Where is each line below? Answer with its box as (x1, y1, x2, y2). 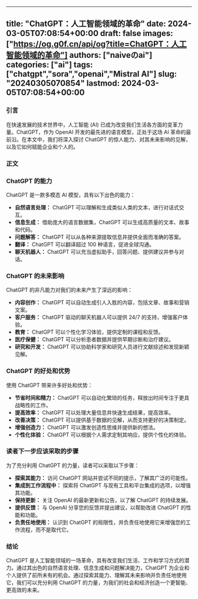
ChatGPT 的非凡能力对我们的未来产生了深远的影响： (6, 286, 133, 293)
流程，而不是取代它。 (19, 526, 72, 533)
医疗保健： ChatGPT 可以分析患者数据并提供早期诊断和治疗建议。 (14, 336, 174, 343)
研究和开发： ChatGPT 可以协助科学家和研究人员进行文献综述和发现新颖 (14, 344, 190, 351)
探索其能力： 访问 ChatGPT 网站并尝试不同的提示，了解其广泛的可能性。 (14, 474, 191, 481)
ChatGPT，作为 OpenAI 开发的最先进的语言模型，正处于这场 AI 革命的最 (16, 128, 192, 135)
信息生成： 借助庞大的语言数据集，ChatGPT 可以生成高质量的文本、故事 (14, 218, 190, 225)
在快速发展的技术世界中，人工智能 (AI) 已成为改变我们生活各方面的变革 (6, 121, 178, 128)
